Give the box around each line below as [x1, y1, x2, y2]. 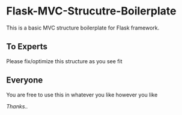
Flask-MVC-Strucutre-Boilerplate [6, 4, 177, 18]
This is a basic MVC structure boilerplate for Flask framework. [6, 24, 160, 31]
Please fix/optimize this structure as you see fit [6, 57, 123, 64]
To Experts [6, 42, 48, 52]
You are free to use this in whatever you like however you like [6, 91, 158, 98]
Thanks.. [6, 102, 28, 110]
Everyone [6, 75, 43, 85]
